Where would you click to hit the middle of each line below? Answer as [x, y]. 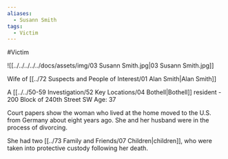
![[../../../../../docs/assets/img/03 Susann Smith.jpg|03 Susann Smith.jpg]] [111, 65]
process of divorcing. [37, 127]
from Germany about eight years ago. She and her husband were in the [108, 120]
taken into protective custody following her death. [77, 148]
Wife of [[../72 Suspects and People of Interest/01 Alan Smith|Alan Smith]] [112, 79]
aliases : [20, 13]
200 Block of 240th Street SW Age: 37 [62, 100]
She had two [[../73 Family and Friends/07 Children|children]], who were [110, 141]
